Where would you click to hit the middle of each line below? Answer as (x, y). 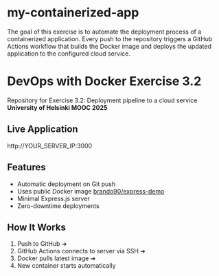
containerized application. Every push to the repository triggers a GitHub (110, 38)
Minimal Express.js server (54, 198)
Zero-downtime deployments (58, 206)
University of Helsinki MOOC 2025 (57, 107)
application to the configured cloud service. (69, 54)
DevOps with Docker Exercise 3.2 (104, 81)
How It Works (37, 227)
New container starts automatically (66, 266)
